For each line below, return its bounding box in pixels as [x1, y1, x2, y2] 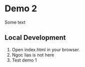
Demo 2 [4, 3, 37, 14]
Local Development [4, 33, 66, 42]
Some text [4, 19, 26, 25]
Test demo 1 [11, 57, 37, 63]
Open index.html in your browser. [11, 46, 80, 52]
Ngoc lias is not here [11, 52, 54, 58]
